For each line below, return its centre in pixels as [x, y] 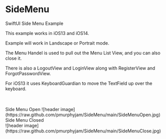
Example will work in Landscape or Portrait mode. [57, 43]
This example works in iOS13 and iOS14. [47, 33]
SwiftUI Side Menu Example [34, 23]
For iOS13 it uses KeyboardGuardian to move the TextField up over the [79, 83]
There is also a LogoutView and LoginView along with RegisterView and [80, 68]
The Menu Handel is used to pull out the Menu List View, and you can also [83, 53]
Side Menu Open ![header [32, 109]
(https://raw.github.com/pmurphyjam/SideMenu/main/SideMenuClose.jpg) [83, 131]
